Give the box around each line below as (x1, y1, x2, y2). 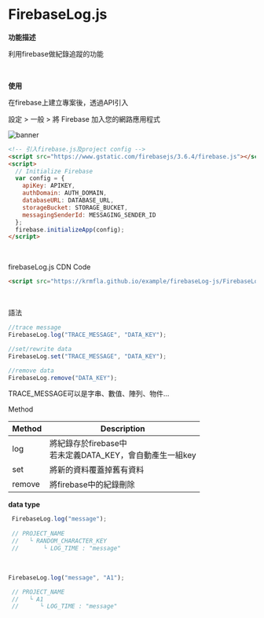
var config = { (15, 174, 65, 182)
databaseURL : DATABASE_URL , (22, 196, 114, 205)
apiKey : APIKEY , (22, 182, 76, 190)
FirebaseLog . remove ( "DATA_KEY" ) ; (8, 374, 118, 382)
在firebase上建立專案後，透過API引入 (8, 97, 129, 107)
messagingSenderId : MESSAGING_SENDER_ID (22, 210, 156, 219)
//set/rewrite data (8, 345, 72, 353)
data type (8, 500, 41, 510)
